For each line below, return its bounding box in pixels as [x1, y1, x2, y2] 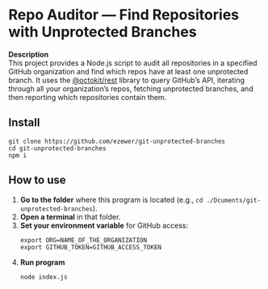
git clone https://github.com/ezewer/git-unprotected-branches [8, 137, 226, 145]
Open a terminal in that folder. [19, 212, 121, 221]
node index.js [19, 273, 68, 281]
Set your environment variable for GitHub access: [19, 220, 188, 230]
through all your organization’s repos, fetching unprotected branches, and [8, 83, 253, 94]
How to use [8, 174, 66, 187]
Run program [19, 257, 65, 267]
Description [8, 49, 49, 59]
